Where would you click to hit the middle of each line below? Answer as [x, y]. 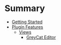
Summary [25, 8]
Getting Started [27, 22]
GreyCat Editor [41, 37]
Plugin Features [27, 27]
